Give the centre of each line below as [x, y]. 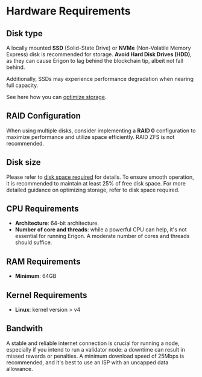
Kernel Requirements [47, 295]
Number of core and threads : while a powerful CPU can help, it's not [101, 230]
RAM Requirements [43, 261]
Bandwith [25, 328]
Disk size [24, 162]
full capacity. [22, 85]
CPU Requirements [43, 209]
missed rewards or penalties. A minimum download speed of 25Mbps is [95, 356]
